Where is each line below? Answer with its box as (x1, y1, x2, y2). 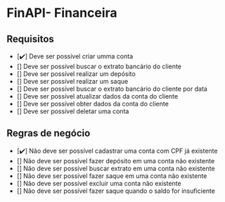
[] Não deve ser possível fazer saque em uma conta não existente (16, 171, 207, 180)
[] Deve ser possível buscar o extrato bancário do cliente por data (16, 84, 208, 93)
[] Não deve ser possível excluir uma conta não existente (16, 179, 181, 187)
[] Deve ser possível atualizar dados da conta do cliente (16, 92, 179, 100)
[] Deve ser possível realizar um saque (16, 77, 129, 85)
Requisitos (6, 33, 54, 45)
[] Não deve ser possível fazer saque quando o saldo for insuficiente (16, 187, 216, 195)
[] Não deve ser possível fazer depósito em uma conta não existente (16, 156, 215, 165)
